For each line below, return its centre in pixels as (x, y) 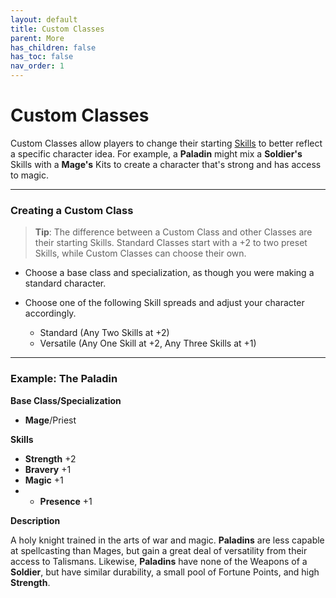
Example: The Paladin (64, 379)
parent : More (37, 38)
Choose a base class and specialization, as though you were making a (169, 273)
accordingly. (50, 313)
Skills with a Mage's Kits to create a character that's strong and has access (166, 164)
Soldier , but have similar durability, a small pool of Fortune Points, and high (165, 572)
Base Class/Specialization (66, 400)
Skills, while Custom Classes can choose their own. (140, 253)
